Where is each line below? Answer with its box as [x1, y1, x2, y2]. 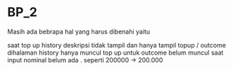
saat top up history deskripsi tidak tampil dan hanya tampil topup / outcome [7, 41, 227, 49]
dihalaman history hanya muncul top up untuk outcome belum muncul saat [7, 48, 224, 57]
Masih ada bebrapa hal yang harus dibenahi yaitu [7, 27, 150, 36]
